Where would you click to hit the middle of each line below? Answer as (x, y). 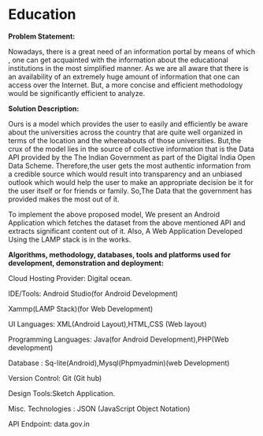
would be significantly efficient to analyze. (77, 93)
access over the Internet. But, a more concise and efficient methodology (126, 85)
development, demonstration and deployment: (86, 263)
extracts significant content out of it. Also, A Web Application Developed (125, 231)
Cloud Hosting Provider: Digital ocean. (70, 278)
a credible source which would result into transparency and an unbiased (125, 174)
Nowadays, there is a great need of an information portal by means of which (132, 51)
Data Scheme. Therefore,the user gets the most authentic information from (130, 165)
